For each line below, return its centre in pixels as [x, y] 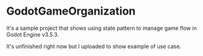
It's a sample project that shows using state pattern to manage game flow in [101, 28]
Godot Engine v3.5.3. [33, 34]
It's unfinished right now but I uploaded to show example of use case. [94, 46]
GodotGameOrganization [71, 11]
